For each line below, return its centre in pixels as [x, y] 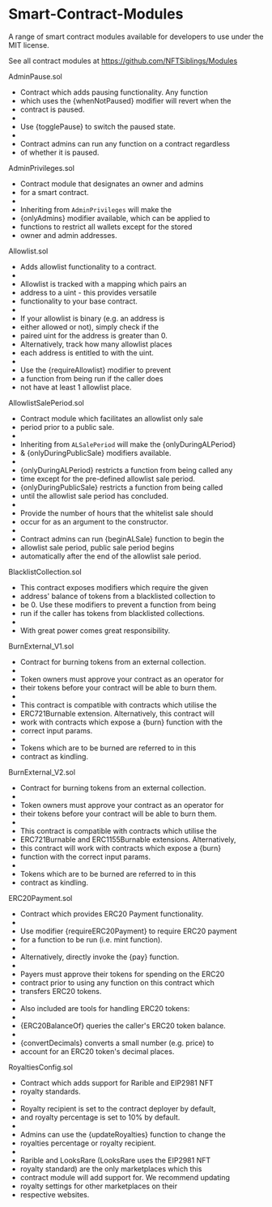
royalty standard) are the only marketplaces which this [111, 1169]
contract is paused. [52, 109]
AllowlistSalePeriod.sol [47, 402]
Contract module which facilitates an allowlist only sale [112, 419]
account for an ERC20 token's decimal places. [97, 1051]
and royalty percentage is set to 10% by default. [100, 1117]
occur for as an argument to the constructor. [94, 521]
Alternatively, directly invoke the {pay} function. [100, 957]
